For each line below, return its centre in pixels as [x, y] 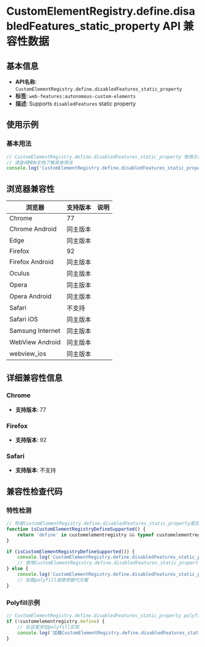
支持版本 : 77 [31, 410]
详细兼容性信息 [34, 378]
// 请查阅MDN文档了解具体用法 [40, 163]
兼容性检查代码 [34, 491]
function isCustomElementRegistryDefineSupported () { [76, 529]
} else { [17, 569]
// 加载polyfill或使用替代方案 [53, 580]
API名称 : [26, 82]
